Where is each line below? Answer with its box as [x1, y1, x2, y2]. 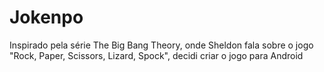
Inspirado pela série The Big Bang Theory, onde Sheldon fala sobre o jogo [9, 39, 314, 51]
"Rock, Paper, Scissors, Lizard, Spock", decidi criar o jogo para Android [9, 49, 304, 61]
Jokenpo [9, 6, 84, 29]
